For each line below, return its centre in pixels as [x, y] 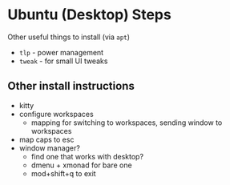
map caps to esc [46, 139]
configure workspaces [56, 114]
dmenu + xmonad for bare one [82, 165]
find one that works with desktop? [87, 156]
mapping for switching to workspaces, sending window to [127, 123]
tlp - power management [61, 52]
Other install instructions [71, 86]
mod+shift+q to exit [64, 173]
